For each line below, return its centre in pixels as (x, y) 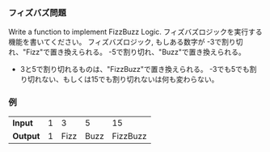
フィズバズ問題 (38, 12)
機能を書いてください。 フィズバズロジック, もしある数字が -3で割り (122, 42)
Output (26, 136)
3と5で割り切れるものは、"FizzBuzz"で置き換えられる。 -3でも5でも (135, 70)
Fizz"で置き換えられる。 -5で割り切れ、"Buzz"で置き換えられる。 (136, 52)
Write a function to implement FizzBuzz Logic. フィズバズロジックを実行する (135, 32)
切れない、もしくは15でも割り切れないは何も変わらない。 (123, 79)
